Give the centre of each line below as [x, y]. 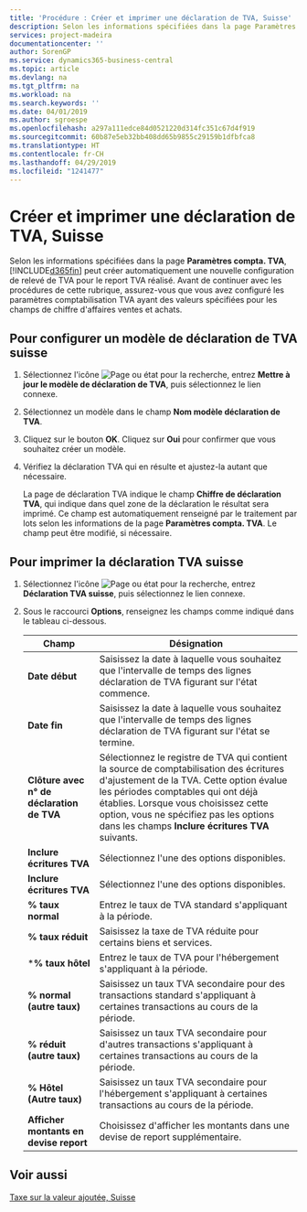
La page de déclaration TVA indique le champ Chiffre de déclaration [152, 494]
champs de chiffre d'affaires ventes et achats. [96, 310]
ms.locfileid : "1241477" [57, 171]
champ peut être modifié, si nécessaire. [97, 533]
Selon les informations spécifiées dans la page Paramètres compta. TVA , [148, 261]
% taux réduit [58, 937]
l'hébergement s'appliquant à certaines [183, 1093]
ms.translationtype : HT [55, 145]
